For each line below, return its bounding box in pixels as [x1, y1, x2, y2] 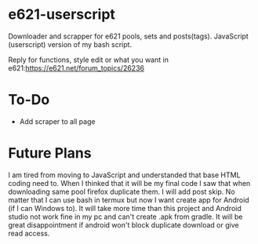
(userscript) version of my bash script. [8, 39, 132, 49]
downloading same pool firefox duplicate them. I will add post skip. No [8, 187, 235, 196]
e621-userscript [8, 5, 116, 24]
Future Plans [8, 144, 92, 162]
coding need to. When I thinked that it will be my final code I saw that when [8, 178, 251, 188]
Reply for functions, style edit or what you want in [8, 55, 169, 64]
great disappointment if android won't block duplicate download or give [8, 220, 239, 229]
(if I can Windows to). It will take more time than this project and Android [8, 203, 242, 213]
